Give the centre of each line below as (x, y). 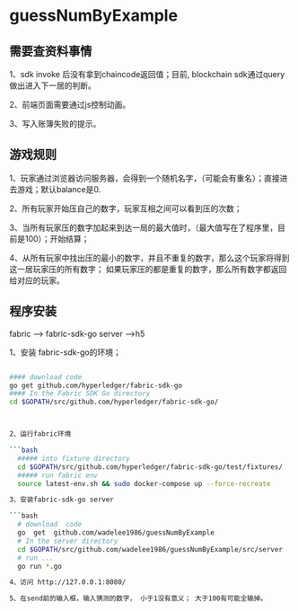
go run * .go (40, 566)
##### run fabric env (58, 475)
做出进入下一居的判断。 (53, 85)
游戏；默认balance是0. (59, 189)
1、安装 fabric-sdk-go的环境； (65, 352)
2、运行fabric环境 (40, 434)
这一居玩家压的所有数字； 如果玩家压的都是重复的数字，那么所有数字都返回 (148, 269)
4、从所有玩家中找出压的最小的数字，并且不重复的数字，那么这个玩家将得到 (149, 258)
